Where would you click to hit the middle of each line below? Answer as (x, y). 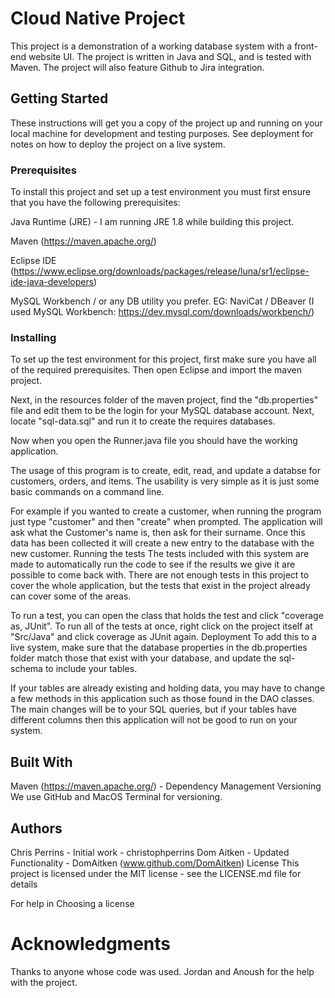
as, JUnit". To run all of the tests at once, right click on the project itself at (161, 626)
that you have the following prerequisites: (95, 203)
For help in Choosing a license (72, 903)
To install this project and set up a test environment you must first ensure (161, 192)
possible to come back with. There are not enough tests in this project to (160, 575)
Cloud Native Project (98, 18)
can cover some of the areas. (71, 596)
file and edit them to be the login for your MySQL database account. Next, (162, 411)
